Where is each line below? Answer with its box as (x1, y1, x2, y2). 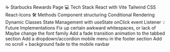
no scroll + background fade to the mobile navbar (5, 41, 110, 47)
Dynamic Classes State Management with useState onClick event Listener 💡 (5, 19, 166, 25)
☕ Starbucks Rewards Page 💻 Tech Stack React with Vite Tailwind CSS (5, 4, 156, 10)
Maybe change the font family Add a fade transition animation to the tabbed (5, 30, 165, 36)
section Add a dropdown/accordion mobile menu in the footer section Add (5, 36, 162, 42)
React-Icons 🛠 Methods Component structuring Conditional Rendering (5, 12, 155, 18)
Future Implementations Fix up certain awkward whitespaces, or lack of (5, 25, 156, 31)
